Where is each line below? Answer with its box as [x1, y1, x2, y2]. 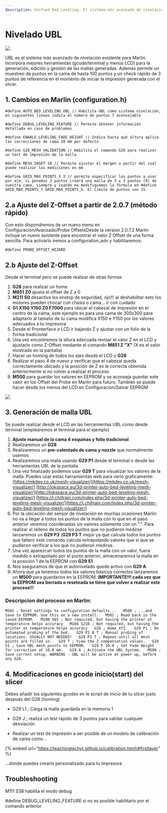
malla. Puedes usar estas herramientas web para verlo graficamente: [12, 473, 154, 479]
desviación [12, 721, 35, 727]
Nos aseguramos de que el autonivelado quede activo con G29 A [12, 563, 147, 569]
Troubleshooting [5, 775, 58, 783]
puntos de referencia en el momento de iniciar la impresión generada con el [5, 76, 160, 82]
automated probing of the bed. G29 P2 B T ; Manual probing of [5, 630, 143, 636]
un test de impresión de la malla [5, 153, 77, 158]
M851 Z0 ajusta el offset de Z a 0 [12, 289, 81, 295]
